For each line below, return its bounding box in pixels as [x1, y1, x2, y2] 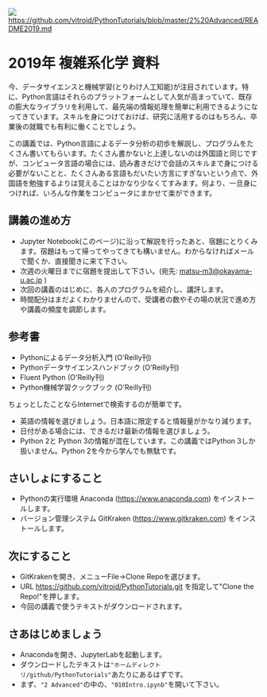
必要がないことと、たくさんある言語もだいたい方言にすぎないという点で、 [8, 168, 252, 178]
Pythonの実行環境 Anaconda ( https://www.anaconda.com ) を [19, 494, 220, 504]
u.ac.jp [19, 275, 42, 285]
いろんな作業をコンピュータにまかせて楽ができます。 [42, 188, 217, 198]
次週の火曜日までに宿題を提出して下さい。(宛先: [19, 266, 178, 276]
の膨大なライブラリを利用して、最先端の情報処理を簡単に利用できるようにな [8, 102, 258, 111]
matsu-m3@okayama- [179, 266, 253, 276]
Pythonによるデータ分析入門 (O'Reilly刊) [19, 352, 153, 362]
